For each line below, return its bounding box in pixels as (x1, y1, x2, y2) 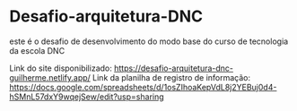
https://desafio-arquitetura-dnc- (113, 63, 234, 73)
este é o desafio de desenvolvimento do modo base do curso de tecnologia (9, 36, 289, 47)
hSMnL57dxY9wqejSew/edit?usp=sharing (9, 91, 164, 102)
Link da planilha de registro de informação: (92, 72, 251, 82)
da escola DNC (9, 45, 66, 55)
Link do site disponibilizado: (9, 63, 112, 73)
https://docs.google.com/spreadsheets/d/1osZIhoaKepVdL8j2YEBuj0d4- (9, 81, 277, 92)
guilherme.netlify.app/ (9, 72, 92, 82)
